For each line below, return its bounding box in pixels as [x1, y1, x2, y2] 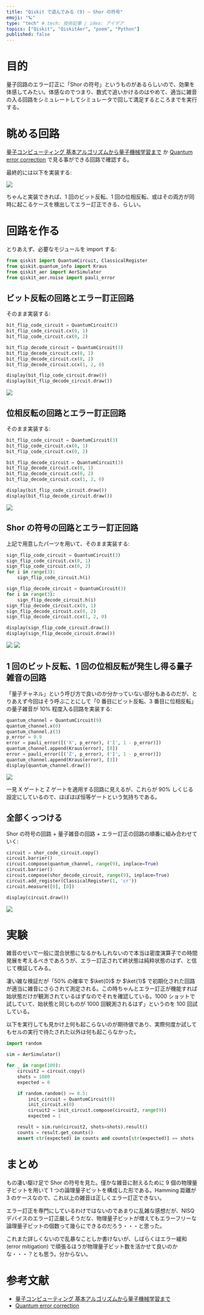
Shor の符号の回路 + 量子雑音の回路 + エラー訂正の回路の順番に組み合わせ [6, 830, 192, 837]
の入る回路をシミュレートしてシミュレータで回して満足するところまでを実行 [6, 96, 197, 103]
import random [6, 1040, 42, 1047]
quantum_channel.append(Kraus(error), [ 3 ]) [6, 757, 118, 763]
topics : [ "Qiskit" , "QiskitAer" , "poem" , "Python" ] [6, 26, 140, 32]
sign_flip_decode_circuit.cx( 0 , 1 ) [6, 603, 97, 609]
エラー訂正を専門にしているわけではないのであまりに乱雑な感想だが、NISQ [6, 1207, 195, 1214]
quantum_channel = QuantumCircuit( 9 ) [6, 717, 102, 723]
